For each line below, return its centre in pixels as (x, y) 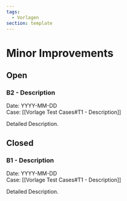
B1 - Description (30, 160)
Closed (20, 143)
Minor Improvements (60, 53)
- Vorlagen (25, 18)
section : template (29, 23)
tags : (13, 12)
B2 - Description (31, 93)
